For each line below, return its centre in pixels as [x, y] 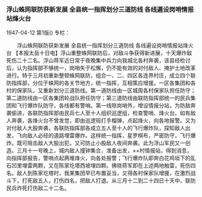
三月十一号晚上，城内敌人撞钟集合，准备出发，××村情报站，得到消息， [104, 151]
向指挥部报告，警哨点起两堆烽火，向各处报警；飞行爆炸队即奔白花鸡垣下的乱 [101, 158]
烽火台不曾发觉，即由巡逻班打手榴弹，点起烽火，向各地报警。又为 [114, 121]
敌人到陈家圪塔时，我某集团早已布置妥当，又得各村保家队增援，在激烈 [103, 173]
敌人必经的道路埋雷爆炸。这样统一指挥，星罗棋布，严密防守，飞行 [109, 136]
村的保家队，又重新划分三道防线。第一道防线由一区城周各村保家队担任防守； [101, 91]
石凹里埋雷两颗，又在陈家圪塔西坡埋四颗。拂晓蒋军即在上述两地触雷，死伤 [98, 166]
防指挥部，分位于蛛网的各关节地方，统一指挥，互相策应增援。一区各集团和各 [101, 83]
